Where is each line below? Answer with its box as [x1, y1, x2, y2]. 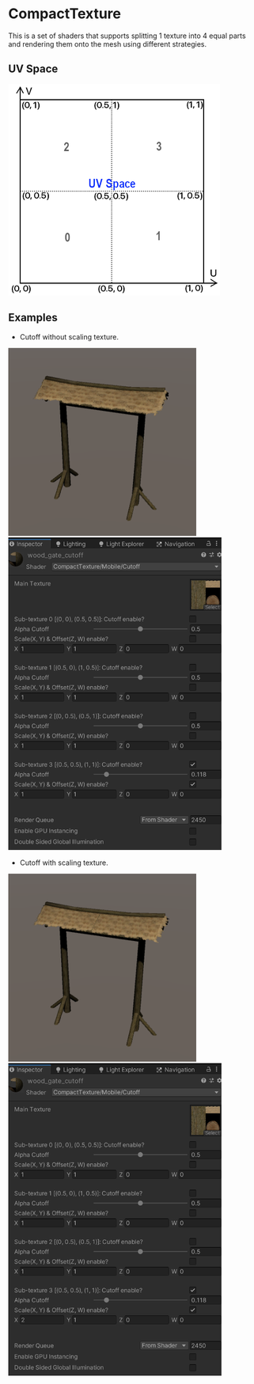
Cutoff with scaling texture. [19, 858, 108, 867]
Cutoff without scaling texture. [19, 332, 119, 341]
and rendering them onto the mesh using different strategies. [8, 39, 207, 48]
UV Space [8, 63, 59, 76]
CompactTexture [8, 5, 121, 23]
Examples [8, 311, 58, 324]
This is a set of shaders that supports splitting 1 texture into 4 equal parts [8, 31, 247, 40]
